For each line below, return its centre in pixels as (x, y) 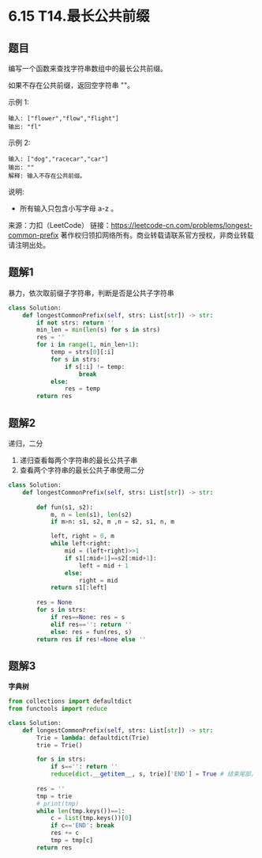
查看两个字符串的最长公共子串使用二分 (82, 470)
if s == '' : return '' (84, 767)
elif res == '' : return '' (91, 625)
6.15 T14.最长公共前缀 (79, 16)
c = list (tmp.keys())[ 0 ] (91, 818)
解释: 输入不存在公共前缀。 (47, 176)
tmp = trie (54, 796)
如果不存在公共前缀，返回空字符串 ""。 (71, 85)
